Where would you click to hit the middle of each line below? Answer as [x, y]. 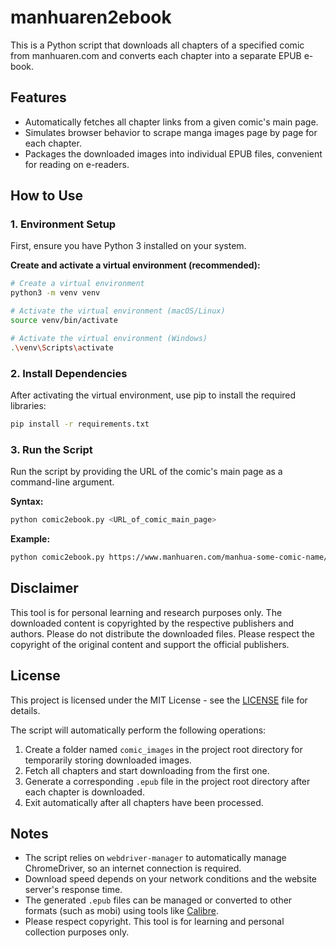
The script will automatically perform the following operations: [138, 730]
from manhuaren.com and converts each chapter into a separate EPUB [156, 55]
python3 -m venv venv [55, 293]
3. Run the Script [51, 449]
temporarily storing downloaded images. [108, 760]
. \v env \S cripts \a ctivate [62, 347]
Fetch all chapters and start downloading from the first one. [147, 770]
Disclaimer [44, 588]
